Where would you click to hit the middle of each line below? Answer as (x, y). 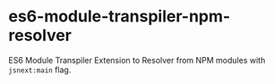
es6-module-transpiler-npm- (120, 17)
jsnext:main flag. (40, 70)
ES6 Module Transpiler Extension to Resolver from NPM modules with (137, 60)
